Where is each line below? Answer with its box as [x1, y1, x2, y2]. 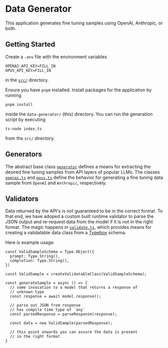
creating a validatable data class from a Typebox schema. [5, 230, 126, 236]
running [5, 92, 22, 98]
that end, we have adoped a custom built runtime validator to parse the [5, 213, 154, 220]
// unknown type [10, 289, 44, 295]
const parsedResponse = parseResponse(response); [10, 312, 117, 317]
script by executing [5, 116, 46, 122]
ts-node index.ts [5, 126, 42, 131]
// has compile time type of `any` [10, 307, 86, 312]
